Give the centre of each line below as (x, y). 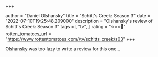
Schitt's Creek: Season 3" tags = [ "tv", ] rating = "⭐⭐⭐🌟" (66, 26)
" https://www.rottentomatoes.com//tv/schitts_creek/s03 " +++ (70, 39)
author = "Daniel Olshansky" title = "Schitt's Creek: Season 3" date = (78, 15)
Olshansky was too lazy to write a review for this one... (63, 49)
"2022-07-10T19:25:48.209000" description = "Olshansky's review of (79, 21)
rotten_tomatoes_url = (28, 34)
